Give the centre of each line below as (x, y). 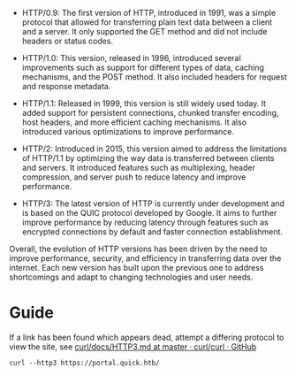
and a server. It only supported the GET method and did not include (144, 31)
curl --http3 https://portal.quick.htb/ (85, 363)
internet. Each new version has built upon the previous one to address (137, 268)
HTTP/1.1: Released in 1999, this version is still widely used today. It (144, 104)
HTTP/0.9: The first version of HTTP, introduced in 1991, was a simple (149, 13)
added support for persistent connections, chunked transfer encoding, (150, 113)
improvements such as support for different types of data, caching (143, 67)
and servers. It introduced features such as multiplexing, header (139, 168)
